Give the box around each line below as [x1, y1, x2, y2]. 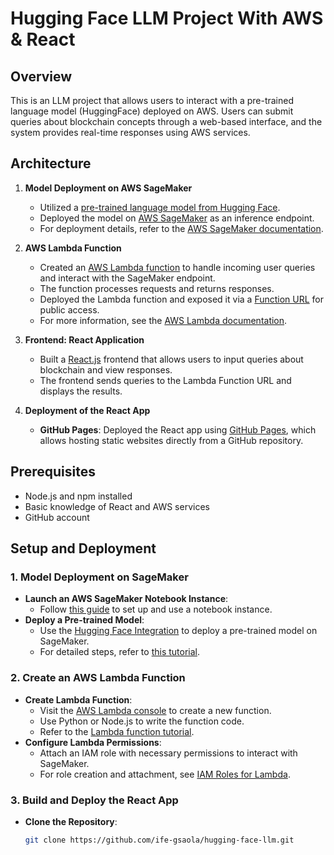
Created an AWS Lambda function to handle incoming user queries [39, 261, 316, 273]
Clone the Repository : [24, 815, 118, 827]
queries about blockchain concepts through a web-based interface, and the [10, 116, 323, 127]
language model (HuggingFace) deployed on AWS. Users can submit [10, 105, 294, 117]
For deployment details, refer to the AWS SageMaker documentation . [39, 222, 324, 234]
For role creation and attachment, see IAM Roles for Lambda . [39, 768, 291, 780]
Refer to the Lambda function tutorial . [39, 725, 195, 737]
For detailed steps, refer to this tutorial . [39, 646, 201, 658]
